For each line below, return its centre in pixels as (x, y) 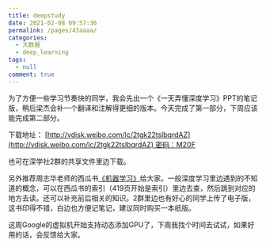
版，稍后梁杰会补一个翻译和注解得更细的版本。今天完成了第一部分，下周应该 (133, 108)
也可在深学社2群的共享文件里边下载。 (69, 161)
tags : (17, 60)
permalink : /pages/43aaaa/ (53, 30)
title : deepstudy (37, 15)
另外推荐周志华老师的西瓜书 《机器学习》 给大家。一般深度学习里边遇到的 (126, 178)
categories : (28, 38)
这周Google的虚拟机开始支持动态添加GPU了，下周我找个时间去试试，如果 (128, 224)
